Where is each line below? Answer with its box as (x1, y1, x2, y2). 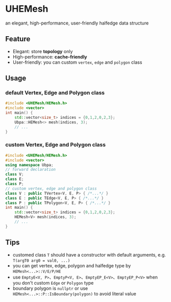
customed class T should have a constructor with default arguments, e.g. (12, 251, 166, 258)
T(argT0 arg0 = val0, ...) (12, 258, 70, 263)
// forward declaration (5, 167, 56, 172)
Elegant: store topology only (12, 48, 73, 54)
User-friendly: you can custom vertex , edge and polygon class (12, 59, 142, 65)
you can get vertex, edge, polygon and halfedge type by (12, 262, 131, 268)
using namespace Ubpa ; (5, 162, 54, 167)
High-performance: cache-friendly (12, 54, 88, 60)
